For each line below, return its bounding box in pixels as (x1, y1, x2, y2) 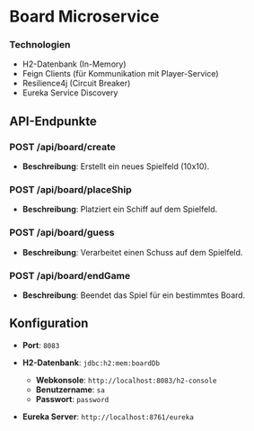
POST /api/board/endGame (9, 269, 131, 282)
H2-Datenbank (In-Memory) (22, 58, 127, 69)
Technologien (9, 39, 71, 51)
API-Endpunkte (9, 113, 97, 129)
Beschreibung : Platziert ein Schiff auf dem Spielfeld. (22, 204, 218, 215)
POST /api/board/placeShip (9, 184, 132, 196)
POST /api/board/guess (9, 227, 115, 239)
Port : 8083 (22, 339, 60, 350)
